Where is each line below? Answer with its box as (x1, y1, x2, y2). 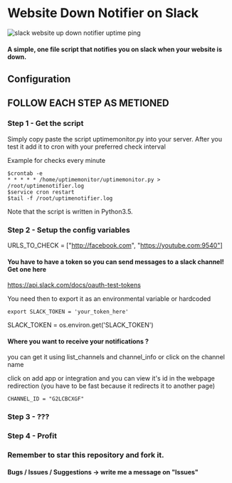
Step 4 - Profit (7, 431, 57, 441)
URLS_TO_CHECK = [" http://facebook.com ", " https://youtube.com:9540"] (7, 240, 223, 250)
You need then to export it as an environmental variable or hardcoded (7, 294, 211, 303)
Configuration (7, 73, 71, 85)
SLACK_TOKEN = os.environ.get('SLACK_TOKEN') (7, 321, 154, 329)
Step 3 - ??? (7, 412, 50, 422)
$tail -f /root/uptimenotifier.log (7, 194, 113, 202)
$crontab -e (7, 169, 43, 177)
